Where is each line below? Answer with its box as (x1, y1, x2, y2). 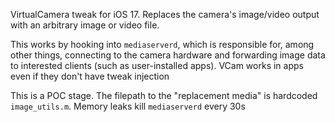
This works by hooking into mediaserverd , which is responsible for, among (10, 39, 315, 50)
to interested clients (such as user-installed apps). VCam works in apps (10, 60, 304, 71)
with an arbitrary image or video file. (10, 19, 160, 31)
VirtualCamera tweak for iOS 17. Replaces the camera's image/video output (10, 9, 320, 20)
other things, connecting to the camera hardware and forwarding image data (10, 49, 326, 61)
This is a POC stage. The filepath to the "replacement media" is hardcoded (10, 90, 318, 101)
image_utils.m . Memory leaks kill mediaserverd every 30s (10, 100, 246, 112)
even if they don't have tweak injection (10, 70, 170, 82)
